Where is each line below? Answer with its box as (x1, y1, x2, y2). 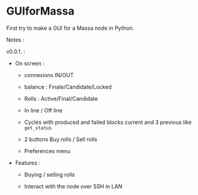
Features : (15, 159, 41, 166)
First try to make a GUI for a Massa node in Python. (6, 24, 135, 32)
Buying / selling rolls (24, 171, 75, 178)
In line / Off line (24, 106, 63, 114)
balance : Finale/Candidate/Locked (24, 83, 112, 91)
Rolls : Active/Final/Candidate (24, 95, 98, 102)
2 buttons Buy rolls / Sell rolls (24, 135, 98, 143)
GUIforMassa (6, 4, 75, 18)
